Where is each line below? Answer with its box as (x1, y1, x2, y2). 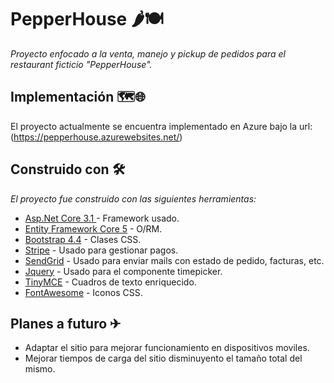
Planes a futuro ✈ (10, 315, 122, 332)
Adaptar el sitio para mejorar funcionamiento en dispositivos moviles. (24, 342, 310, 354)
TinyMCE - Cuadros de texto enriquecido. (24, 276, 197, 288)
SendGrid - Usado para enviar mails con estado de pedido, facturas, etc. (24, 254, 325, 266)
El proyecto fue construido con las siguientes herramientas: (10, 192, 257, 205)
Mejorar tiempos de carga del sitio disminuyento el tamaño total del (24, 352, 303, 365)
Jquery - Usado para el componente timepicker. (24, 265, 223, 277)
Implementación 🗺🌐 (10, 89, 146, 106)
